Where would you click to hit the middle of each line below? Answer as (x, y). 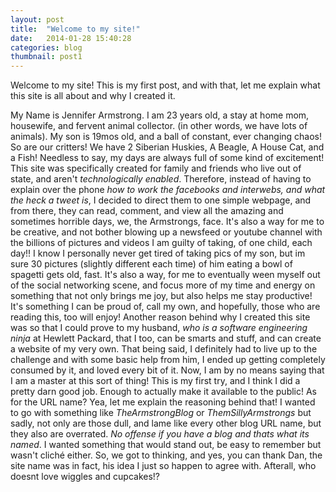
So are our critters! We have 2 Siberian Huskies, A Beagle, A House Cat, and (167, 147)
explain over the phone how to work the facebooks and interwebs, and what (168, 190)
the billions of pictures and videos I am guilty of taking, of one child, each (161, 243)
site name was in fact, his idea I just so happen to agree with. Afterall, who (163, 466)
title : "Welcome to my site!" (75, 29)
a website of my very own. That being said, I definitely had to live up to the (164, 349)
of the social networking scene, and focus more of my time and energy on (163, 285)
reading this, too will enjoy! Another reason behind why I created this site (160, 317)
